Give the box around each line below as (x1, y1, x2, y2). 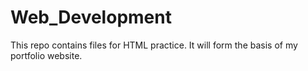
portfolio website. (10, 49, 83, 61)
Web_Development (10, 6, 172, 29)
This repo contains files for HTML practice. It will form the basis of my (10, 39, 298, 51)
